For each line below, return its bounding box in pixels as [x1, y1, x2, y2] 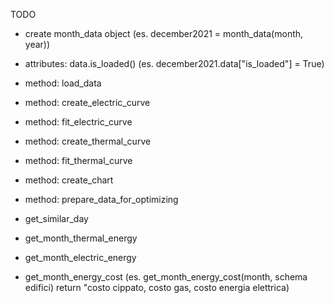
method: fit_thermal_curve [24, 155, 133, 166]
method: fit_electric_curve [24, 116, 133, 128]
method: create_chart [24, 174, 114, 186]
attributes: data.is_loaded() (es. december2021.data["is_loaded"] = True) [24, 58, 325, 69]
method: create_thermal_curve [24, 135, 152, 147]
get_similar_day [24, 213, 89, 224]
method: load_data [24, 77, 102, 89]
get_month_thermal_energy [24, 232, 138, 244]
